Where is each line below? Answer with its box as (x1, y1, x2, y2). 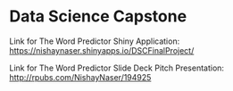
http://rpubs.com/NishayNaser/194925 (9, 71, 152, 82)
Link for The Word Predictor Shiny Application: (9, 36, 180, 46)
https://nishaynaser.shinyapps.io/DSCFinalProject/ (9, 45, 195, 55)
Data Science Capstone (9, 6, 187, 27)
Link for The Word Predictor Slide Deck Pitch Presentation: (9, 62, 225, 73)
